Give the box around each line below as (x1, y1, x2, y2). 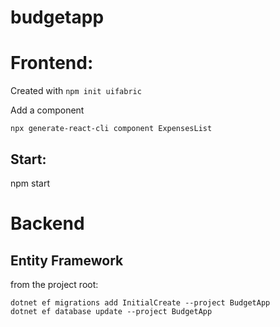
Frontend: (10, 52, 94, 75)
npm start (10, 177, 51, 189)
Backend (10, 212, 85, 235)
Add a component (10, 104, 85, 116)
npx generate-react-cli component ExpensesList (10, 124, 213, 134)
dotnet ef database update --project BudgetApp (10, 306, 213, 316)
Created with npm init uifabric (10, 85, 142, 97)
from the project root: (10, 278, 99, 290)
